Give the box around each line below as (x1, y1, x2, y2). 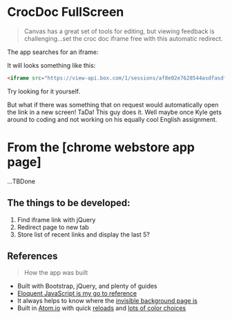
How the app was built (23, 268, 88, 277)
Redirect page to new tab (17, 223, 90, 231)
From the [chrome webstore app (7, 140, 195, 155)
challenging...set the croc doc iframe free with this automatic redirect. (23, 34, 223, 42)
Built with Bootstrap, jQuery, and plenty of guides (17, 282, 157, 291)
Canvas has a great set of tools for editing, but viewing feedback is (23, 27, 215, 35)
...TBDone (7, 177, 36, 185)
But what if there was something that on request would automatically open (7, 100, 219, 109)
